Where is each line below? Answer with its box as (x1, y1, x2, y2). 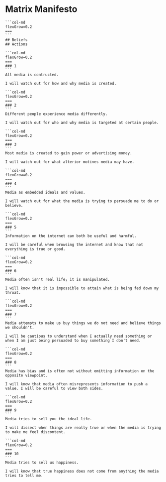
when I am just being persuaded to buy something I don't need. (5, 338, 141, 343)
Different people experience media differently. (5, 111, 108, 117)
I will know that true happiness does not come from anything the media (5, 469, 159, 474)
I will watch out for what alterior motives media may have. (5, 159, 135, 164)
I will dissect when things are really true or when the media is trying (5, 425, 162, 430)
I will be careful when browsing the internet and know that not (5, 242, 143, 247)
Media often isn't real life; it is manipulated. (5, 277, 110, 282)
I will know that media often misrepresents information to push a (5, 381, 148, 386)
